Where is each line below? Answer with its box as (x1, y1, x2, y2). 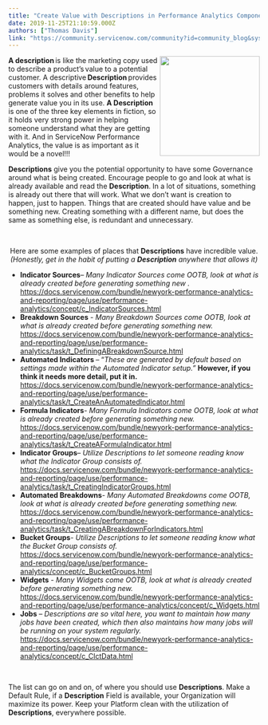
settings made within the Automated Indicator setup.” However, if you (19, 364, 251, 373)
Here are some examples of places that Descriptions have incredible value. (10, 246, 258, 256)
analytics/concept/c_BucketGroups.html (19, 567, 152, 577)
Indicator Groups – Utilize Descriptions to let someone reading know (19, 448, 245, 458)
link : (8, 33, 26, 42)
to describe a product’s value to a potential (8, 65, 148, 74)
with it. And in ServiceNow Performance (8, 132, 140, 142)
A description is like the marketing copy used (8, 56, 158, 65)
